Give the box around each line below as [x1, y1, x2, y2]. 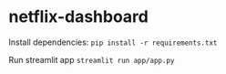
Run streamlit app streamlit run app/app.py [8, 54, 175, 65]
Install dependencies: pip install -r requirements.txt [8, 37, 218, 48]
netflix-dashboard [8, 6, 149, 27]
